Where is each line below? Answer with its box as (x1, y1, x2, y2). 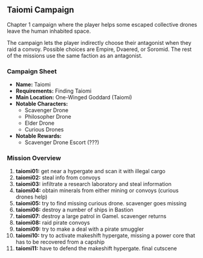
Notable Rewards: (15, 133, 62, 140)
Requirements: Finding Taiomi (15, 87, 92, 94)
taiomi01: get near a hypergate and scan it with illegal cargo (15, 168, 166, 175)
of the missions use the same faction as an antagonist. (7, 51, 143, 59)
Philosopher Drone (24, 113, 71, 121)
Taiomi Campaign (7, 5, 74, 15)
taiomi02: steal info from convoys (15, 174, 101, 181)
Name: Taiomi (15, 81, 51, 88)
